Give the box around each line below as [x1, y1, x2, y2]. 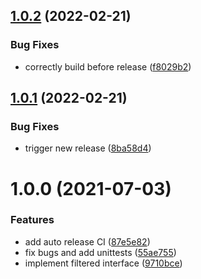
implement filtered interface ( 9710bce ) [24, 257, 183, 269]
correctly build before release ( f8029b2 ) [24, 60, 192, 73]
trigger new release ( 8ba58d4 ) [24, 142, 152, 154]
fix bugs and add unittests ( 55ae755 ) [24, 246, 177, 258]
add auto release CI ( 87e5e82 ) [24, 235, 151, 248]
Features [10, 213, 55, 227]
